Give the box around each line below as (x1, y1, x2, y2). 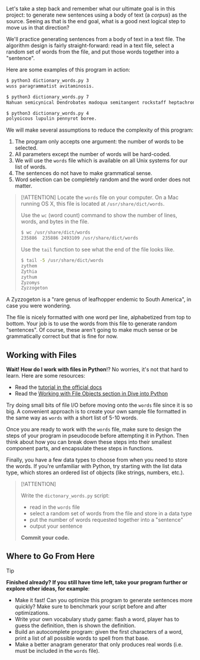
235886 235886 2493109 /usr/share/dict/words (20, 235, 139, 241)
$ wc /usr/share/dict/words (20, 229, 90, 236)
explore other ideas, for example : (6, 585, 90, 592)
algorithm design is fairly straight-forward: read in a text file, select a (6, 42, 174, 49)
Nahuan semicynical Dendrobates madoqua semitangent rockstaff (6, 99, 167, 105)
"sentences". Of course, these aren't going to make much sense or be (6, 326, 177, 334)
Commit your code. (20, 534, 70, 541)
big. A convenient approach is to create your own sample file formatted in (6, 408, 186, 415)
